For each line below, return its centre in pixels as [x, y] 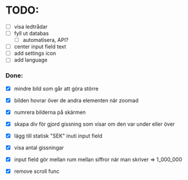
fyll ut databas [31, 33]
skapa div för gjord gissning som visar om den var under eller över [94, 124]
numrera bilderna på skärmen [50, 112]
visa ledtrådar [31, 27]
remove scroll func [37, 171]
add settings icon [35, 53]
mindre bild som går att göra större [56, 89]
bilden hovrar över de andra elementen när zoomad [76, 100]
